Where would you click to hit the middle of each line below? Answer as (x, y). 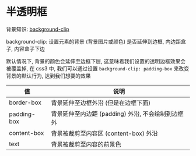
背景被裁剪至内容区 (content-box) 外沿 (104, 133)
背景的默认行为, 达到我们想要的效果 (48, 76)
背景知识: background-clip (38, 29)
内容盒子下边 (29, 49)
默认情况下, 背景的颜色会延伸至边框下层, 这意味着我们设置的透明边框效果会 (96, 61)
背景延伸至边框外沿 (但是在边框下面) (101, 102)
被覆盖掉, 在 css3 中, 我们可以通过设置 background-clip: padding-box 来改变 (98, 68)
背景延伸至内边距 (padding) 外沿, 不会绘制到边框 (117, 114)
